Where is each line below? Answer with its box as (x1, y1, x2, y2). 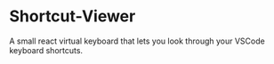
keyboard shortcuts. (9, 44, 83, 55)
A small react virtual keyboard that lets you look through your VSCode (9, 36, 265, 46)
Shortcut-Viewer (9, 6, 136, 27)
